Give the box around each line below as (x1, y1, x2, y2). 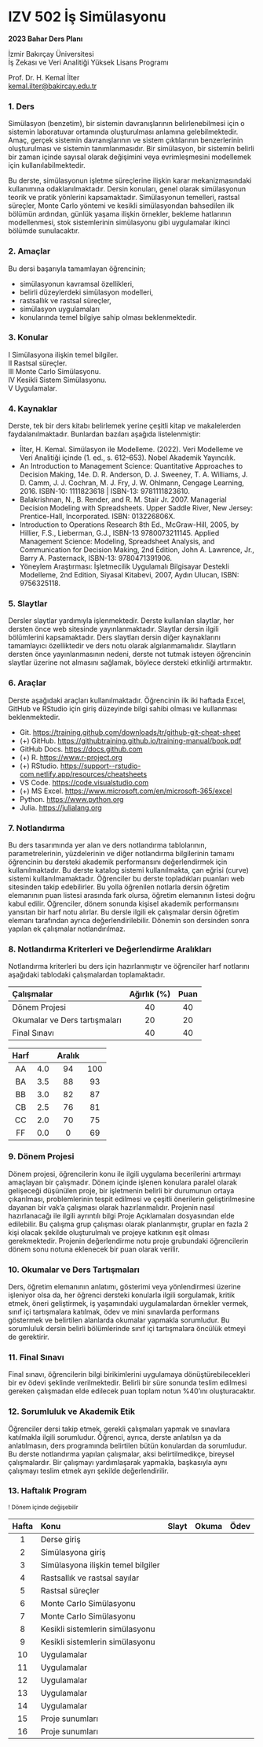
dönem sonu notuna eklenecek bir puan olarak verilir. (8, 1244, 181, 1254)
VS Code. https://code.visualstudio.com (19, 777, 149, 787)
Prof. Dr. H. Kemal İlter (8, 72, 80, 82)
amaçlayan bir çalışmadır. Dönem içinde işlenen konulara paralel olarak (8, 1178, 238, 1187)
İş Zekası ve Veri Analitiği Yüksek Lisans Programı (8, 57, 169, 67)
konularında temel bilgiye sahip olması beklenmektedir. (19, 312, 197, 322)
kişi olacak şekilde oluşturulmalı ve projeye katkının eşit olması (8, 1227, 210, 1237)
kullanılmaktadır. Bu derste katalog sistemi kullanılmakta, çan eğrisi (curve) (8, 866, 250, 875)
